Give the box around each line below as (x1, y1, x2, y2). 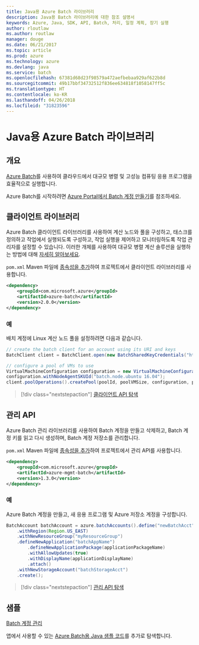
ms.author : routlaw (6, 31, 54, 37)
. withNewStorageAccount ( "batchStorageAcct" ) (17, 567, 129, 572)
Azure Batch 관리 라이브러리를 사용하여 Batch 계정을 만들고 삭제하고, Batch (6, 427, 182, 434)
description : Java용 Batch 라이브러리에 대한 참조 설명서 (6, 14, 135, 20)
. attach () (27, 561, 52, 567)
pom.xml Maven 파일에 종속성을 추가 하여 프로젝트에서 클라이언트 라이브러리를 (6, 263, 185, 270)
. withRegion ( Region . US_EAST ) (17, 528, 89, 534)
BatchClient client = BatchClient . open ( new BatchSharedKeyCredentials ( (6, 352, 187, 358)
